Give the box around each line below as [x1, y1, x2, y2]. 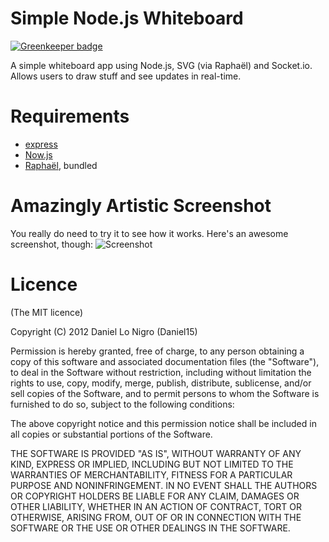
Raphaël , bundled [24, 159, 98, 171]
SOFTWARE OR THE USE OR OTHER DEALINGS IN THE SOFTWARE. [10, 522, 291, 534]
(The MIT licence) [10, 306, 84, 318]
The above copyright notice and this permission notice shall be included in [10, 417, 317, 429]
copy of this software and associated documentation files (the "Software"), [10, 355, 320, 367]
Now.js [24, 148, 53, 161]
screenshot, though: [10, 238, 94, 250]
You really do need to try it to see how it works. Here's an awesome [10, 227, 289, 239]
